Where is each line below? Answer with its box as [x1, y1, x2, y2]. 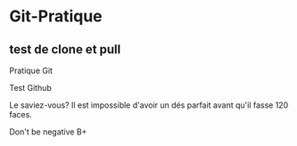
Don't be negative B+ [9, 126, 87, 137]
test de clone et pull [9, 42, 121, 57]
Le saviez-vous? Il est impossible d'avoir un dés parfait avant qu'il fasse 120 [9, 100, 289, 110]
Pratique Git [9, 65, 54, 76]
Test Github [9, 83, 52, 93]
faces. [9, 109, 33, 119]
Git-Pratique [9, 6, 103, 27]
